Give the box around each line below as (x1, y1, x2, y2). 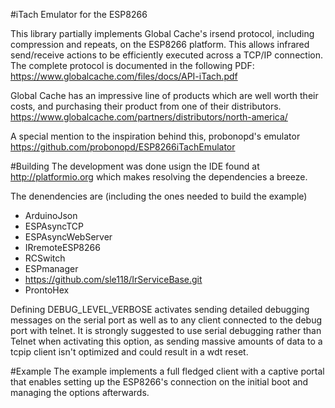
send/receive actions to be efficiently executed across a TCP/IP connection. (10, 49, 323, 61)
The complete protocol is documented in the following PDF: (10, 60, 255, 71)
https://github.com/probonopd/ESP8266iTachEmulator (10, 141, 236, 153)
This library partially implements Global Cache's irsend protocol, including (10, 28, 315, 39)
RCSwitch (24, 252, 66, 264)
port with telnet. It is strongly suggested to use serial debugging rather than (10, 325, 322, 336)
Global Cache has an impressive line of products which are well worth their (10, 90, 319, 101)
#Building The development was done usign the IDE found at (10, 160, 260, 172)
